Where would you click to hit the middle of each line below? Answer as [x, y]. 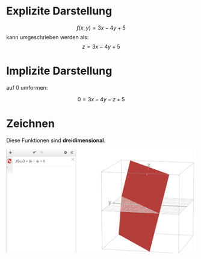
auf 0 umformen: [27, 87]
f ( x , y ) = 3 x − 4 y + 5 [101, 28]
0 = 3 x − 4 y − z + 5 [101, 99]
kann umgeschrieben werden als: [48, 37]
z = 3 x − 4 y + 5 [101, 46]
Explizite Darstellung [59, 11]
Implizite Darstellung [59, 71]
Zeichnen [31, 124]
